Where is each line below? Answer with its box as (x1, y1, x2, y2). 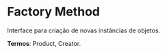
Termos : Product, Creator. (7, 39, 81, 47)
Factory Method (7, 4, 101, 20)
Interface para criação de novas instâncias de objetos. (7, 26, 161, 34)
